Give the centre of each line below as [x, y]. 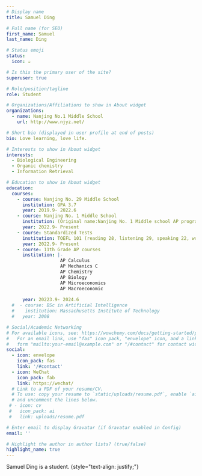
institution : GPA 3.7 [49, 205]
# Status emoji [25, 50]
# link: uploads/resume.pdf [47, 416]
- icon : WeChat [31, 372]
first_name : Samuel [31, 34]
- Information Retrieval [43, 172]
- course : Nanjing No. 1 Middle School [67, 216]
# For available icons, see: [43, 333]
